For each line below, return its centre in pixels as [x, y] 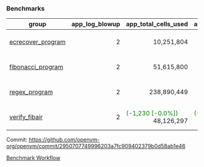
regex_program [31, 92]
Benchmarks [25, 9]
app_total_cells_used [157, 24]
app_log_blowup [96, 24]
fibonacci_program [36, 67]
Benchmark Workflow [33, 158]
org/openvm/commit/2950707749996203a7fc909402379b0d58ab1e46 [96, 146]
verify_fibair [26, 117]
